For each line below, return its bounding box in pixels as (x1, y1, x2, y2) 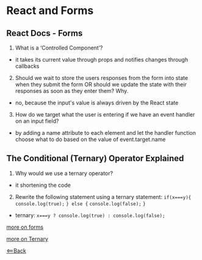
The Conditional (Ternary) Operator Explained (6, 153, 184, 164)
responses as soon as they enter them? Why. (15, 87, 129, 95)
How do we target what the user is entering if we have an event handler (15, 111, 195, 118)
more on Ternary (6, 235, 49, 242)
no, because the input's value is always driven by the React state (15, 99, 179, 106)
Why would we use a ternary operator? (15, 169, 114, 177)
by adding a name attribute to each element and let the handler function (15, 129, 197, 136)
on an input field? (15, 117, 59, 125)
